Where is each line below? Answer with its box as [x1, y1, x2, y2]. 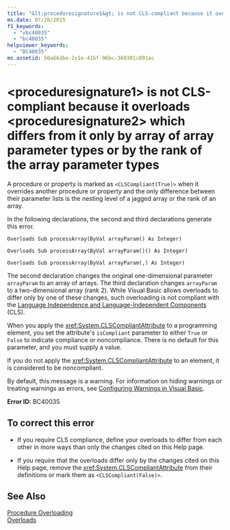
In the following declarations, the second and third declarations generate [7, 215, 212, 223]
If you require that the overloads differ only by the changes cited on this [16, 456, 220, 464]
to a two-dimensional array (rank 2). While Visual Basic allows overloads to [7, 286, 218, 294]
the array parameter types [7, 157, 159, 172]
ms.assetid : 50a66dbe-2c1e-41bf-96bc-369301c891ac [7, 55, 155, 62]
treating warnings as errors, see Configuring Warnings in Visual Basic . [7, 384, 205, 392]
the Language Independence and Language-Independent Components [7, 300, 207, 309]
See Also [7, 490, 46, 502]
